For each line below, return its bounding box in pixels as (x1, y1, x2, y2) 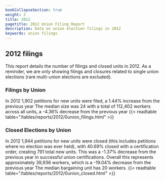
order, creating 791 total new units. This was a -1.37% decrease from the (5, 149, 156, 155)
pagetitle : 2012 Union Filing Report (5, 21, 85, 27)
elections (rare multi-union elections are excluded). (5, 74, 112, 80)
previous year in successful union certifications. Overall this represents (5, 154, 153, 160)
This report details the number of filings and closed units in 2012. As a (5, 63, 151, 69)
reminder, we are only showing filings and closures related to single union (5, 68, 159, 74)
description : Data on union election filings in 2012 (5, 26, 121, 31)
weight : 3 (5, 12, 26, 17)
